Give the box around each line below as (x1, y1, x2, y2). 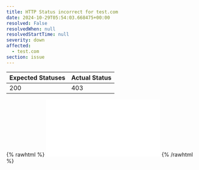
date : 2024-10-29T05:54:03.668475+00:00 (6, 15, 111, 21)
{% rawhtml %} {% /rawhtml (6, 151, 194, 158)
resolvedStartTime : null (6, 32, 69, 38)
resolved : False (6, 20, 47, 26)
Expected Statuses (9, 73, 66, 82)
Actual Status (71, 73, 111, 82)
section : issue (6, 54, 45, 60)
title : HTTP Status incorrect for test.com (6, 8, 119, 15)
